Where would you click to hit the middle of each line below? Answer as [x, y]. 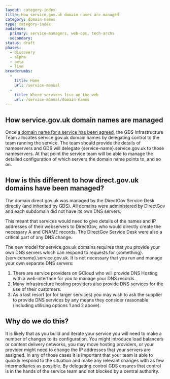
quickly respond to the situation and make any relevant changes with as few [84, 360]
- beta [17, 62]
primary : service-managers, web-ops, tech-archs [62, 33]
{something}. [130, 252]
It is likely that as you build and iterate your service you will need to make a [83, 333]
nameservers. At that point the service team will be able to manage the [79, 154]
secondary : [21, 39]
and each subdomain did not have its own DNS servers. [63, 211]
